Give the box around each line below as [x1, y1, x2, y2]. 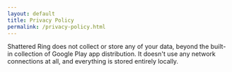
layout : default [7, 10, 55, 17]
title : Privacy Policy [7, 17, 74, 24]
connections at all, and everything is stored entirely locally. [7, 57, 179, 66]
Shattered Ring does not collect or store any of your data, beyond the [7, 43, 209, 51]
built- [210, 43, 226, 51]
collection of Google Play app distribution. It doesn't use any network [13, 50, 216, 58]
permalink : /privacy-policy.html [7, 23, 106, 30]
